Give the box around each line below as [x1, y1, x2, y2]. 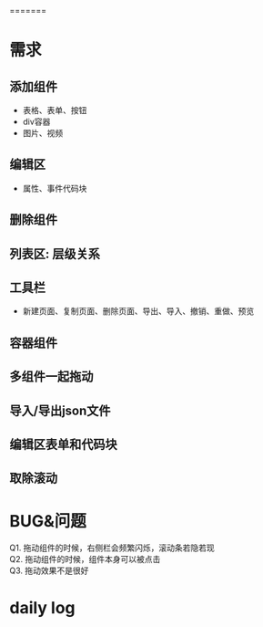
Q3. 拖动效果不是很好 [9, 565, 89, 576]
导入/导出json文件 [9, 402, 111, 418]
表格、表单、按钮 [22, 105, 87, 115]
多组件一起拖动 [9, 369, 94, 384]
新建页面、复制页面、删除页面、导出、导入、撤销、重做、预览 [22, 306, 255, 317]
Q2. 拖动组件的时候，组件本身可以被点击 [9, 554, 161, 565]
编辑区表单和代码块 [9, 436, 117, 452]
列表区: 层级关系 [9, 246, 100, 261]
